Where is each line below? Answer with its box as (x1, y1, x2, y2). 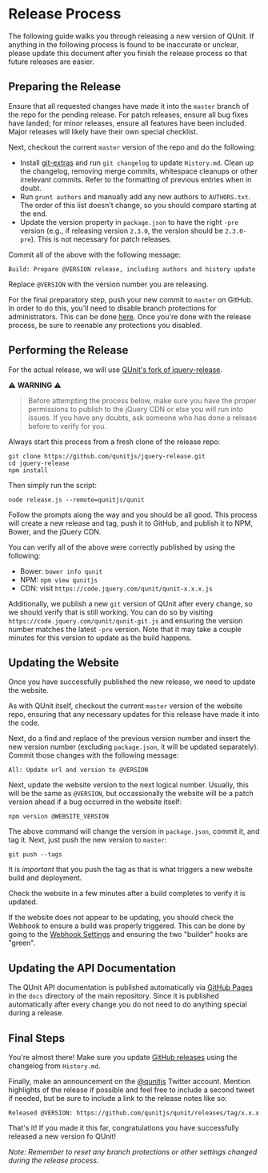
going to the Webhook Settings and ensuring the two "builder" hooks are (8, 930, 248, 939)
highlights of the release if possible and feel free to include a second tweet (8, 1085, 255, 1095)
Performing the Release (8, 343, 129, 357)
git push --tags (8, 851, 62, 859)
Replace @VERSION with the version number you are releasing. (8, 279, 209, 289)
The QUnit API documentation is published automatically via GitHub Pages (8, 983, 254, 992)
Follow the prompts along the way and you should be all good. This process (8, 510, 258, 519)
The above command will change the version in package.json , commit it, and (8, 827, 260, 836)
